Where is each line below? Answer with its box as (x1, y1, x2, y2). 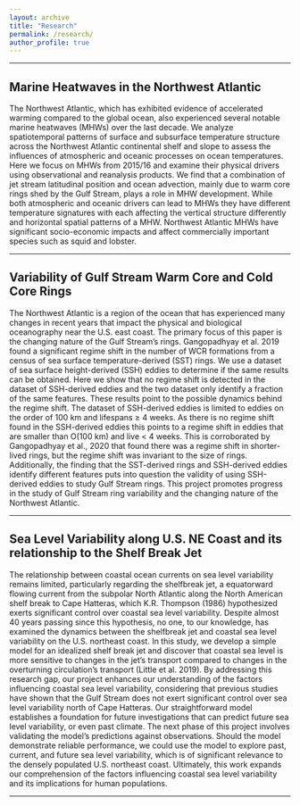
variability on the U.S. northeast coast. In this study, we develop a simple (9, 636, 277, 646)
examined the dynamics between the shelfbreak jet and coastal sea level (9, 626, 277, 636)
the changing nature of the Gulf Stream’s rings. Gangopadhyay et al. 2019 (9, 336, 279, 346)
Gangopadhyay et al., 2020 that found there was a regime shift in (9, 440, 249, 451)
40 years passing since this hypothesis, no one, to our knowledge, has (9, 617, 270, 627)
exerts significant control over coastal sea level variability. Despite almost (9, 607, 279, 618)
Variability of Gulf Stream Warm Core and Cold (9, 270, 274, 286)
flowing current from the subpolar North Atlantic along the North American (9, 588, 283, 599)
